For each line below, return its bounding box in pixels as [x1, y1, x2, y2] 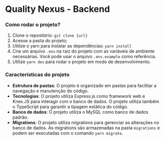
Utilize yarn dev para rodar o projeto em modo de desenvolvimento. [12, 59, 151, 65]
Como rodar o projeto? [5, 21, 61, 28]
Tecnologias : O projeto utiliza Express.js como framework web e [12, 93, 146, 99]
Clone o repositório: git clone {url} [12, 32, 88, 38]
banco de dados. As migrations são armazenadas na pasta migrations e [12, 125, 160, 131]
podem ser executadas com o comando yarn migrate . [12, 130, 123, 136]
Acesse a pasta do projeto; [12, 38, 68, 44]
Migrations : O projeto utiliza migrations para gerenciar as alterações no [12, 119, 160, 125]
